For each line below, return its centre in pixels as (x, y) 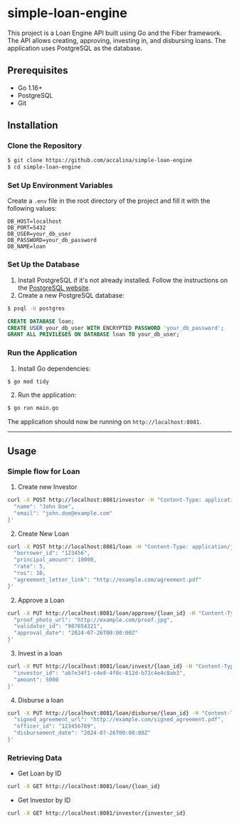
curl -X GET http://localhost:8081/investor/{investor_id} (97, 813)
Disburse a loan (41, 700)
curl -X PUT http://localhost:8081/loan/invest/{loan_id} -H (100, 667)
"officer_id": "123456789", (55, 726)
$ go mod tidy (28, 381)
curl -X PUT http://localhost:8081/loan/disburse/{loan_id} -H (103, 713)
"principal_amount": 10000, (55, 560)
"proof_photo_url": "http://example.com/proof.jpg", (94, 620)
